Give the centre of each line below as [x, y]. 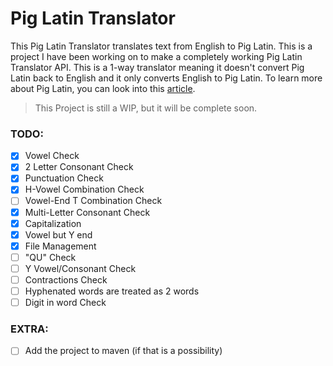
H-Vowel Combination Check [84, 189]
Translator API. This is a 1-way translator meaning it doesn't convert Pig [157, 67]
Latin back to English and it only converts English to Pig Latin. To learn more [166, 78]
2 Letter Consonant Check [79, 167]
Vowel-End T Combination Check [93, 201]
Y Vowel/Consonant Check [80, 268]
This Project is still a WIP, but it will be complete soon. [146, 108]
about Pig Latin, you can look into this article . [103, 88]
